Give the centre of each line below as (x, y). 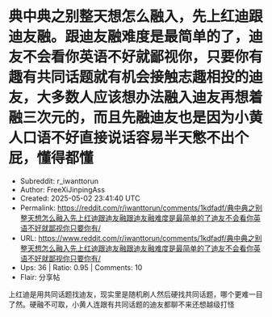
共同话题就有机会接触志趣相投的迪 (150, 77)
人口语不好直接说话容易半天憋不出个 (129, 138)
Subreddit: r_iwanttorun (59, 181)
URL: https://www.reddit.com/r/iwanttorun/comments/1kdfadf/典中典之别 (141, 238)
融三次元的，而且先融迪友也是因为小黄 (136, 118)
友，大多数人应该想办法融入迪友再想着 (136, 97)
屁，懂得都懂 (51, 158)
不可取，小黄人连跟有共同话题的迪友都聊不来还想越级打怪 (139, 304)
